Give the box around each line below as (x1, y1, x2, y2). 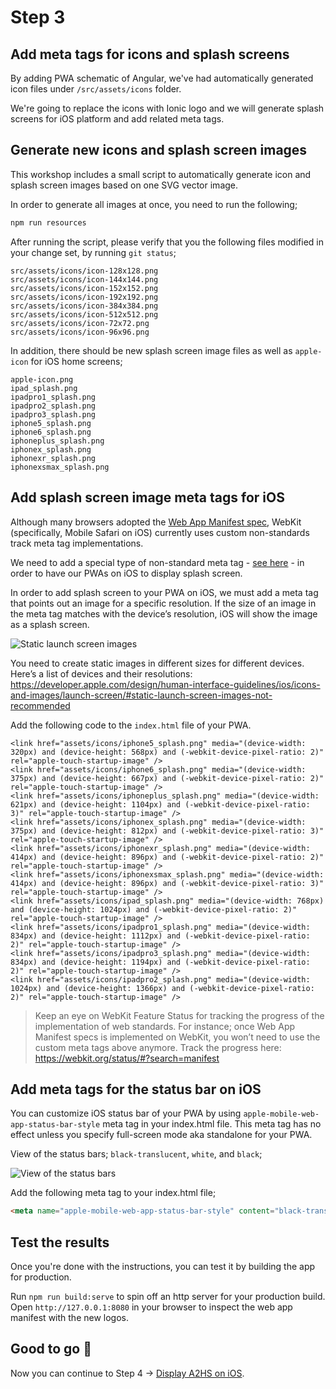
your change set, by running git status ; (10, 246, 177, 258)
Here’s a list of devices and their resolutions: (10, 667, 193, 680)
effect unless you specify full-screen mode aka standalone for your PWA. (10, 1129, 313, 1141)
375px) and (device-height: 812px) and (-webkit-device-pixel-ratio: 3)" (10, 826, 325, 836)
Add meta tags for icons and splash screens (10, 46, 290, 63)
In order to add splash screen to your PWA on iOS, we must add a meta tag (10, 586, 319, 598)
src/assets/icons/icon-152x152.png (10, 283, 159, 293)
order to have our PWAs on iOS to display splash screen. (10, 567, 243, 579)
